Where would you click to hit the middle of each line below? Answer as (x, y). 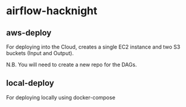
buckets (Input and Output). (40, 53)
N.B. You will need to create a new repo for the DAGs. (72, 64)
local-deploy (30, 83)
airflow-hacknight (52, 11)
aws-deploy (29, 33)
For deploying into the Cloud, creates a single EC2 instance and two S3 (93, 47)
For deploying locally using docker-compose (61, 97)
